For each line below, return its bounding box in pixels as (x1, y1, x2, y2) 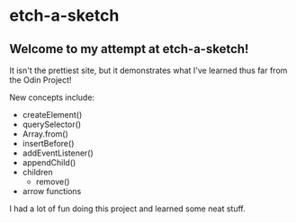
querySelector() (22, 119, 82, 129)
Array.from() (22, 129, 69, 139)
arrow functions (22, 186, 82, 196)
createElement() (22, 110, 83, 120)
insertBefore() (22, 138, 75, 148)
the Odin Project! (9, 75, 72, 85)
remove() (35, 176, 70, 187)
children (22, 167, 53, 177)
